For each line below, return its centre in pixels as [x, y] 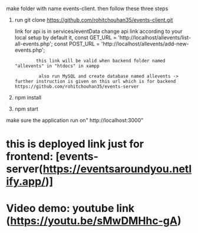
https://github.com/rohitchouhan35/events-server [77, 86]
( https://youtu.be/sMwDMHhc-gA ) [94, 221]
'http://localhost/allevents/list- [154, 37]
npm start [26, 109]
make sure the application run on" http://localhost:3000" [75, 120]
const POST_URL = [77, 44]
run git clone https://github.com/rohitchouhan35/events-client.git [94, 20]
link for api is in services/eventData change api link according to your [98, 31]
